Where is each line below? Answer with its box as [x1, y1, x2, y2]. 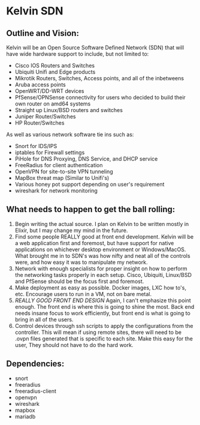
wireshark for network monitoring [14, 187, 98, 194]
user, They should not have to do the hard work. [14, 341, 134, 348]
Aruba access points [14, 81, 66, 88]
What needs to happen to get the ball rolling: [6, 204, 175, 215]
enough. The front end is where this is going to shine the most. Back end [14, 303, 195, 310]
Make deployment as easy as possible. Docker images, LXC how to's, [14, 284, 187, 291]
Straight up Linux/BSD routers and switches [14, 107, 123, 113]
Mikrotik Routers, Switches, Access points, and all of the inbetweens [14, 75, 184, 82]
